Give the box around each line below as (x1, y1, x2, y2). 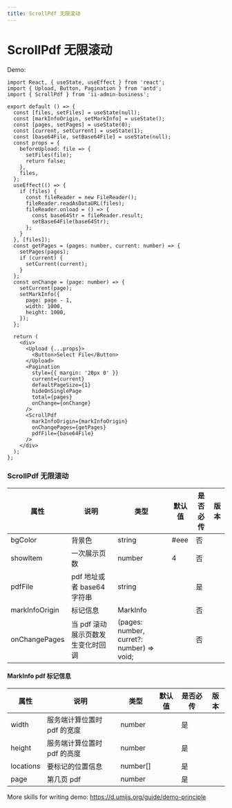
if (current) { (19, 254, 64, 261)
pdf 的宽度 (47, 726, 81, 735)
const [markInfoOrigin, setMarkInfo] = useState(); (13, 115, 166, 122)
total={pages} (32, 394, 72, 401)
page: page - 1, (25, 297, 72, 304)
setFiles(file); (25, 151, 72, 158)
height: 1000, (25, 309, 67, 315)
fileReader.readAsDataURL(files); (25, 200, 126, 207)
